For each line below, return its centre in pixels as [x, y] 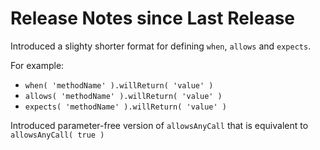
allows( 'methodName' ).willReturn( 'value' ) [123, 96]
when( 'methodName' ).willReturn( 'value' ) [119, 85]
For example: [37, 65]
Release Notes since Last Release [153, 18]
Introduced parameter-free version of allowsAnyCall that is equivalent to [159, 125]
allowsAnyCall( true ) [57, 135]
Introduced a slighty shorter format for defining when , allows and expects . [161, 46]
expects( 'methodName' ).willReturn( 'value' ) [125, 107]
